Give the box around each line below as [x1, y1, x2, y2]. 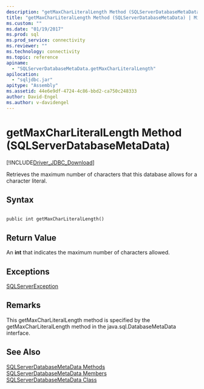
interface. [6, 329, 30, 337]
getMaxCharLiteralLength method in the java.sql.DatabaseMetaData [6, 323, 176, 330]
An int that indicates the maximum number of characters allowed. [6, 249, 170, 256]
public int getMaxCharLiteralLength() [6, 216, 104, 222]
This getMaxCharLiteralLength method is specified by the [6, 316, 151, 323]
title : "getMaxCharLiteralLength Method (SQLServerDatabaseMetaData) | [6, 15, 191, 21]
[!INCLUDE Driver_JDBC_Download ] [6, 159, 95, 166]
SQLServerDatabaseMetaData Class [6, 376, 97, 384]
